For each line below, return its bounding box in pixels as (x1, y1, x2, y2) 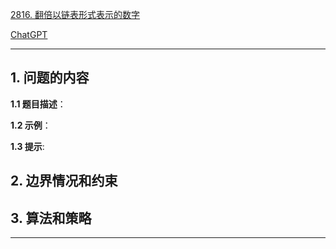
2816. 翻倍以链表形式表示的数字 (10, 9, 141, 20)
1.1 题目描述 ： (10, 98, 67, 110)
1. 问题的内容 (10, 69, 90, 87)
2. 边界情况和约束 (10, 173, 118, 190)
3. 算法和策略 (10, 209, 92, 227)
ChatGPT (10, 29, 48, 40)
